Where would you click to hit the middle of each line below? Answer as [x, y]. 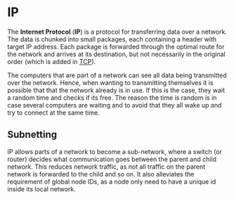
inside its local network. [41, 189]
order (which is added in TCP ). [52, 61]
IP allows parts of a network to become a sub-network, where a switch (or [115, 151]
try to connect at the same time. [53, 113]
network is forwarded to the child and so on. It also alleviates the [101, 174]
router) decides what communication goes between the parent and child [112, 159]
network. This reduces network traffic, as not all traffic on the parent [106, 167]
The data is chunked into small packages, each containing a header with [112, 39]
